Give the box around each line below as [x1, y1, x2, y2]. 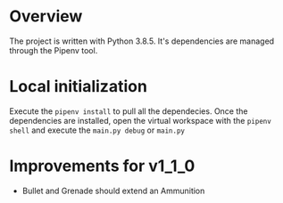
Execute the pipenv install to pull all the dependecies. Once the [9, 105, 248, 117]
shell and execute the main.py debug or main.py [9, 125, 186, 135]
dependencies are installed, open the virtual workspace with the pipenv [9, 115, 272, 126]
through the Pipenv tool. [9, 45, 98, 55]
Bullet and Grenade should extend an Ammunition [21, 185, 205, 196]
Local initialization [9, 77, 147, 97]
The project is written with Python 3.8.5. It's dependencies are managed [9, 36, 275, 46]
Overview [9, 6, 83, 27]
